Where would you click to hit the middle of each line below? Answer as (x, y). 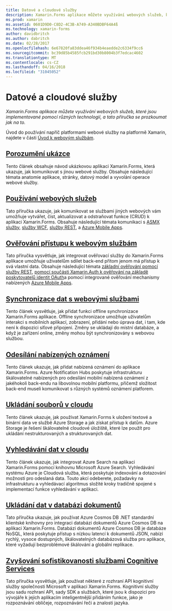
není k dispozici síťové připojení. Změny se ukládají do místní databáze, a (82, 328)
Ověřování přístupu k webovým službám (71, 243)
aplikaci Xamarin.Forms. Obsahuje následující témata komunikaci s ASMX (83, 222)
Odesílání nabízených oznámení (58, 355)
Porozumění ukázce (38, 154)
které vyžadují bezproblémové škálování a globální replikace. (70, 545)
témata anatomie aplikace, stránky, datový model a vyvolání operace (78, 177)
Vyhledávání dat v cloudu (47, 449)
